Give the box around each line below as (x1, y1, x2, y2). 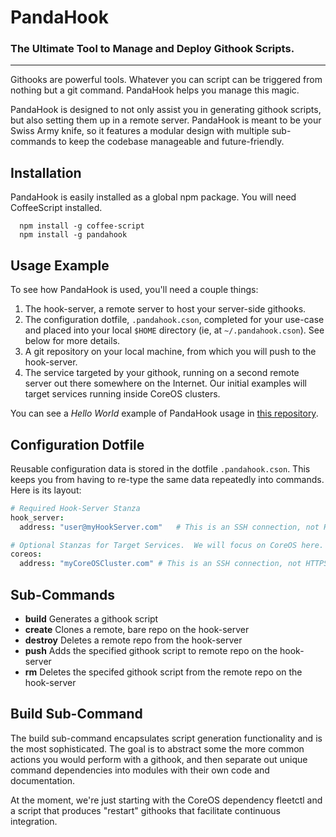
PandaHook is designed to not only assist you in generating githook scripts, (10, 104, 322, 116)
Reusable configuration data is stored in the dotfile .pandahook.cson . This (10, 462, 311, 475)
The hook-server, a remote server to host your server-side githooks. (24, 303, 307, 315)
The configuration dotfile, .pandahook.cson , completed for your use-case (24, 314, 325, 326)
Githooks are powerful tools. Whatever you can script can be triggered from (10, 74, 323, 86)
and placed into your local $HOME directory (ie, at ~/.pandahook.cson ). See (24, 324, 325, 336)
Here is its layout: (10, 484, 82, 496)
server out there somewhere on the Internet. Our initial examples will (24, 377, 307, 390)
